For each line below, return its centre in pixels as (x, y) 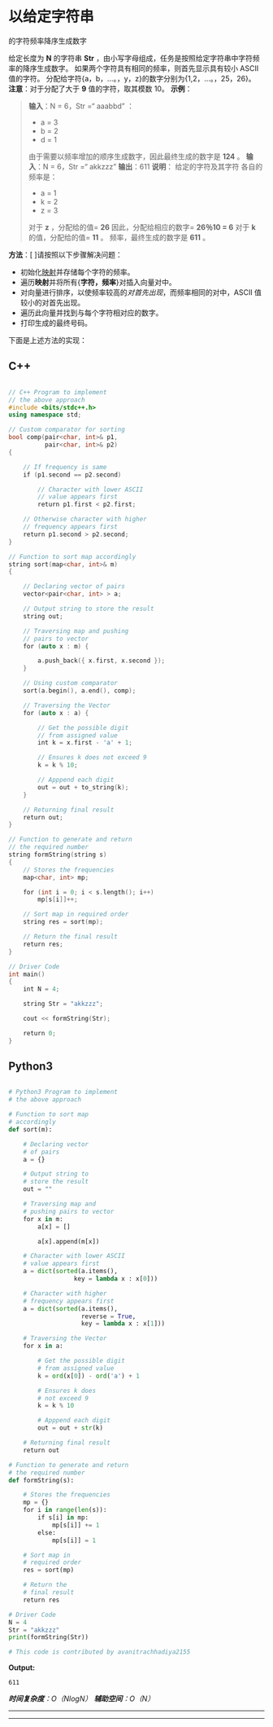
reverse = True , (108, 1316)
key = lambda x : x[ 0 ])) (116, 1279)
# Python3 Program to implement (63, 1092)
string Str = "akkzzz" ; (63, 1004)
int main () (27, 974)
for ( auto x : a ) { (56, 713)
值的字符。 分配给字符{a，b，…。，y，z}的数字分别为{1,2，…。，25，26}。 (132, 78)
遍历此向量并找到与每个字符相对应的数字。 (91, 312)
